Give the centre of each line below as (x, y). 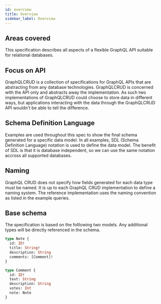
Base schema (26, 213)
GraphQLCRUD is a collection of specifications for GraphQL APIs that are (78, 82)
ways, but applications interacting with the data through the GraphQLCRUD (80, 103)
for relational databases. (29, 55)
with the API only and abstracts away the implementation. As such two (76, 92)
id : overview (18, 9)
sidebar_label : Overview (30, 18)
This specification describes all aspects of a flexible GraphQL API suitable (79, 50)
